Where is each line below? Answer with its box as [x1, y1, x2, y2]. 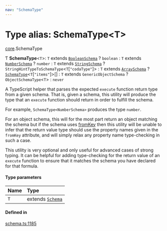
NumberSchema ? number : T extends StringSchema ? [5, 60, 106, 66]
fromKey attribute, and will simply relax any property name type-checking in [5, 132, 160, 138]
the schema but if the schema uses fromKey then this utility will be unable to [5, 121, 162, 127]
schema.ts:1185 [5, 220, 37, 226]
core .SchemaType [5, 45, 42, 51]
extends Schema [26, 195, 63, 202]
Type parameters [5, 174, 42, 180]
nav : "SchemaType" [5, 7, 43, 12]
